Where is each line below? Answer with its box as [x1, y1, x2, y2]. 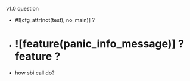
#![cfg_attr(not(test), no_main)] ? [14, 17, 95, 23]
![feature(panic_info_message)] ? [14, 37, 185, 51]
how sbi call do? [14, 69, 55, 76]
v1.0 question [6, 5, 39, 12]
